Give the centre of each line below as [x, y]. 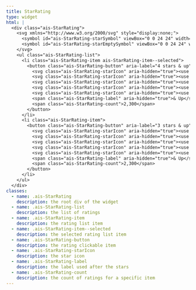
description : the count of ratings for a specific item [86, 278]
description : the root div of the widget [67, 202]
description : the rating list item [60, 223]
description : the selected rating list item [71, 234]
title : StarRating [28, 11]
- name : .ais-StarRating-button [51, 240]
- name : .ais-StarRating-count [49, 272]
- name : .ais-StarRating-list [48, 207]
